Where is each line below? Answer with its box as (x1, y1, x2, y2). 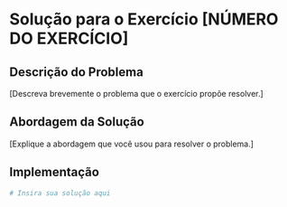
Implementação (9, 165, 99, 180)
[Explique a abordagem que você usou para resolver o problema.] (9, 138, 255, 149)
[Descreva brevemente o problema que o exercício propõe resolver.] (9, 89, 264, 99)
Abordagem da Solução (9, 114, 144, 130)
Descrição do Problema (9, 64, 144, 80)
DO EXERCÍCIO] (9, 28, 129, 49)
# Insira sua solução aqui (9, 188, 111, 198)
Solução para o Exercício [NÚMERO (9, 9, 279, 30)
